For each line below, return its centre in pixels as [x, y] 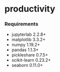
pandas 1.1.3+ [25, 50]
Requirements [22, 24]
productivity [30, 9]
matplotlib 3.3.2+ [28, 40]
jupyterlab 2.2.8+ [29, 34]
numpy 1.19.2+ [26, 45]
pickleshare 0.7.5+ [30, 55]
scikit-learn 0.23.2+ [31, 60]
